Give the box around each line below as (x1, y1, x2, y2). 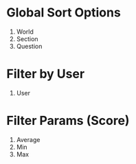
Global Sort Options (6, 5, 121, 21)
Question (16, 42, 43, 50)
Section (16, 34, 38, 43)
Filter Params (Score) (6, 113, 130, 128)
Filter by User (6, 67, 85, 82)
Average (16, 135, 41, 143)
